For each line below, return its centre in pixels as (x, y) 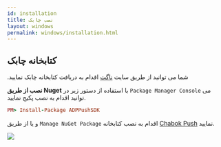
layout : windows (30, 26)
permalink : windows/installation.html (63, 33)
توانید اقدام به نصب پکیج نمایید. (46, 98)
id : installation (32, 13)
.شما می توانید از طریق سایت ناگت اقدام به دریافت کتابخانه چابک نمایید (98, 77)
